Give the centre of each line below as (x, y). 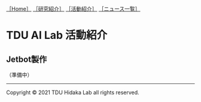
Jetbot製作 (27, 59)
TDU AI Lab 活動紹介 (57, 35)
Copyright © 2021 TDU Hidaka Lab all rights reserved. (73, 92)
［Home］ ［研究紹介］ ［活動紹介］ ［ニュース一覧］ (73, 9)
